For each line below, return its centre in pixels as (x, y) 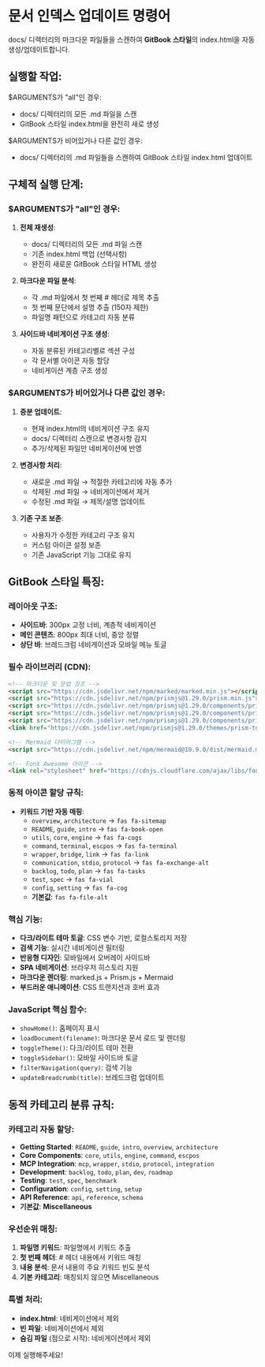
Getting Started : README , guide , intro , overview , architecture (119, 1147)
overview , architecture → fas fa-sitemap (99, 820)
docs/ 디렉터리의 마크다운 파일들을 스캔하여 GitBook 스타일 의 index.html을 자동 (131, 39)
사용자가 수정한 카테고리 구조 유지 (83, 535)
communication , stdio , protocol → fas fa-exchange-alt (120, 862)
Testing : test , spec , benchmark (68, 1180)
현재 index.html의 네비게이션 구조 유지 (90, 428)
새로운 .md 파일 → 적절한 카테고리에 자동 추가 (102, 481)
